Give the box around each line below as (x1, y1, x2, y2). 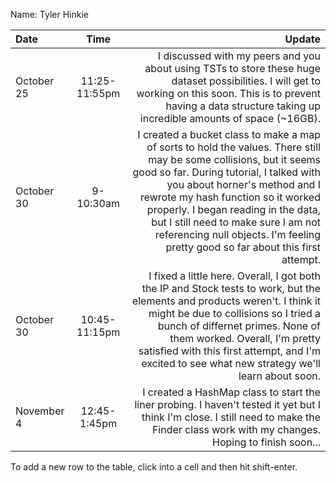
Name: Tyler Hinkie (10, 9, 89, 20)
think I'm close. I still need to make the (141, 410, 321, 424)
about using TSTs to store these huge (144, 62, 321, 75)
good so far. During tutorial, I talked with (132, 165, 321, 179)
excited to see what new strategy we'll (141, 357, 321, 370)
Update (284, 32, 321, 46)
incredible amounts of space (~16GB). (139, 112, 321, 125)
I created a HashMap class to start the (142, 385, 321, 399)
